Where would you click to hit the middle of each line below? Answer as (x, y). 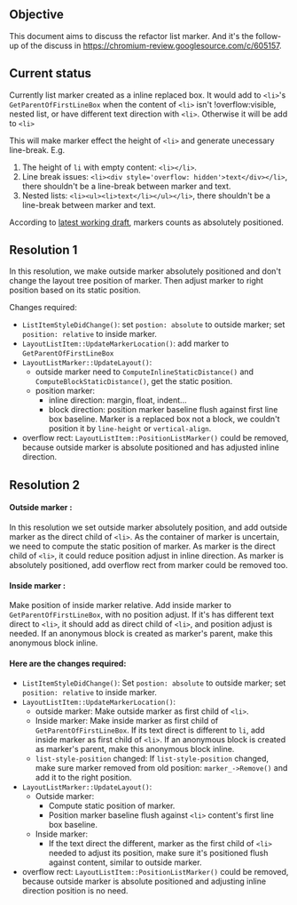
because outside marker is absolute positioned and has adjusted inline (151, 447)
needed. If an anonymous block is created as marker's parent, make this (141, 634)
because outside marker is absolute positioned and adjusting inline (144, 881)
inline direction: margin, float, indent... (118, 400)
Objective (37, 15)
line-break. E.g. (37, 149)
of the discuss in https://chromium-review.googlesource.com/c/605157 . (151, 45)
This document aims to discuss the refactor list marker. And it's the (132, 36)
